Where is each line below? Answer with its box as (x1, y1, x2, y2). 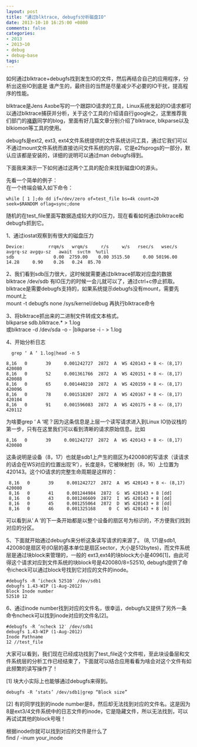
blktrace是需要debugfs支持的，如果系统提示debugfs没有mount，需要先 (6, 285, 179, 292)
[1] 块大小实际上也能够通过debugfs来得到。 (6, 677, 111, 685)
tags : (6, 58, 19, 64)
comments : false (6, 25, 46, 31)
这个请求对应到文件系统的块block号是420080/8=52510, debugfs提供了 (11, 558, 183, 566)
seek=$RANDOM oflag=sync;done (6, 201, 81, 207)
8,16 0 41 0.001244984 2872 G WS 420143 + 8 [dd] (8, 490, 172, 496)
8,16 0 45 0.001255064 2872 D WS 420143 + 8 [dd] (8, 501, 172, 506)
